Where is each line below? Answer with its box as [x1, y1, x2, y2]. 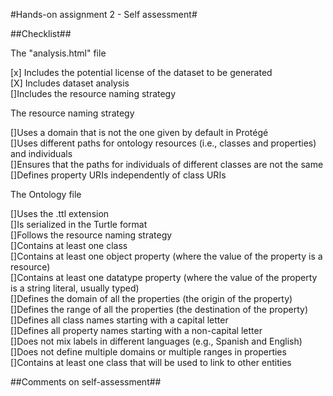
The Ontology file [10, 189, 82, 200]
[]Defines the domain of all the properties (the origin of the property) [10, 293, 293, 304]
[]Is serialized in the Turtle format [10, 219, 148, 230]
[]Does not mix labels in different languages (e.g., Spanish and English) [10, 335, 303, 347]
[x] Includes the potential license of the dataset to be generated [10, 67, 273, 78]
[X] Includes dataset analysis [10, 77, 130, 89]
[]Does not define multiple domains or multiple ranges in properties [10, 346, 287, 358]
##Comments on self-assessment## [10, 376, 162, 388]
